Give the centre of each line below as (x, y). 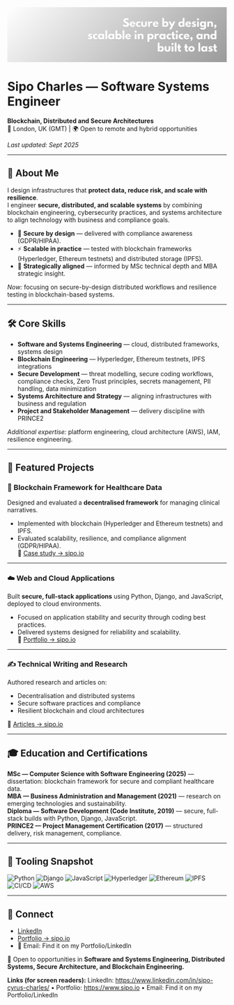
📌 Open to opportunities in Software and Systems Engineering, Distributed (116, 960)
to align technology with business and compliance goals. (89, 220)
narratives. (23, 510)
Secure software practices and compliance (79, 703)
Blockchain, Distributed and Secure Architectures (81, 121)
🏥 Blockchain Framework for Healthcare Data (85, 487)
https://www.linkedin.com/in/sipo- (164, 981)
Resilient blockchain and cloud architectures (81, 710)
